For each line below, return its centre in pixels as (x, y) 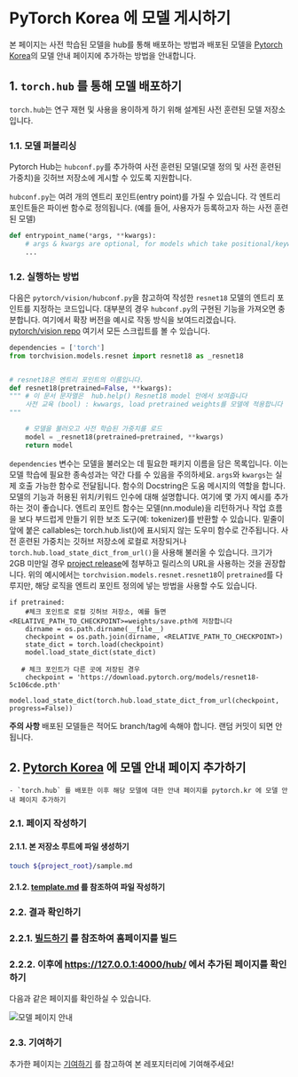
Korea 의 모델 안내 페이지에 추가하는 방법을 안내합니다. (103, 55)
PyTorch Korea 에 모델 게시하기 (120, 18)
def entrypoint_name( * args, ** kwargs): (83, 236)
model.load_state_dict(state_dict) (91, 652)
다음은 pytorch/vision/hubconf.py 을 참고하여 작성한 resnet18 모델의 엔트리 (142, 297)
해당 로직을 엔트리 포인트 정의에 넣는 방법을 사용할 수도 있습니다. (146, 585)
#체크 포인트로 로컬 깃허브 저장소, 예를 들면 (96, 612)
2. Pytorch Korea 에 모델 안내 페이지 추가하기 (128, 768)
